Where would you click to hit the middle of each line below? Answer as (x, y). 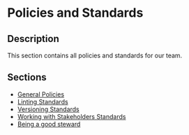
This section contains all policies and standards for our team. (95, 55)
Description (33, 39)
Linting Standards (43, 101)
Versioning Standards (48, 109)
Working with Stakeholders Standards (71, 116)
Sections (27, 77)
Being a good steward (49, 124)
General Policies (41, 94)
